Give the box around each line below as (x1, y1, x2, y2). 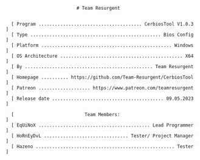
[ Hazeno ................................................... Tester (11, 144, 194, 150)
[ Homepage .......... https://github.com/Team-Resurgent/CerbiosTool (11, 74, 194, 80)
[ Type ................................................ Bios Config (11, 32, 194, 38)
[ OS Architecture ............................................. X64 (11, 53, 194, 59)
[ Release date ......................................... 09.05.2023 (11, 96, 194, 102)
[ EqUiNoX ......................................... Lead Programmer (11, 122, 194, 128)
